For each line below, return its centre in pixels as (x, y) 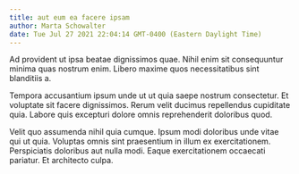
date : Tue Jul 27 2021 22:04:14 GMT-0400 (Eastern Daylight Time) (136, 34)
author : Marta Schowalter (57, 26)
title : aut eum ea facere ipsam (69, 17)
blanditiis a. (30, 79)
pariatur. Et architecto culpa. (61, 161)
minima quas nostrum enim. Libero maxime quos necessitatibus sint (134, 69)
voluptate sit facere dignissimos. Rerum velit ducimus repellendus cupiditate (150, 105)
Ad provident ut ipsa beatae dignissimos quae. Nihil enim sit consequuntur (146, 60)
